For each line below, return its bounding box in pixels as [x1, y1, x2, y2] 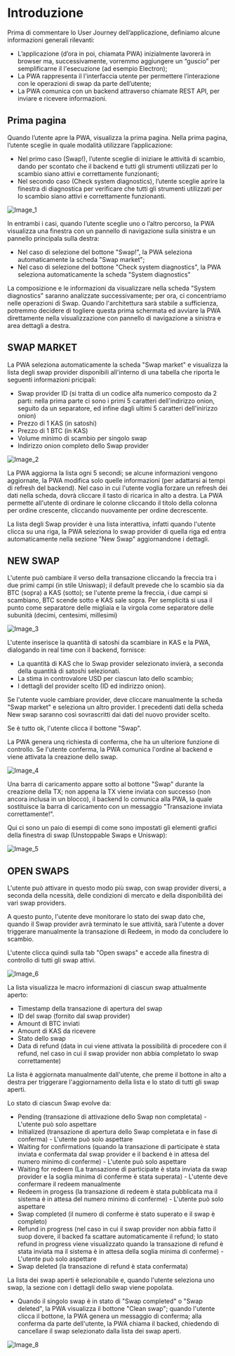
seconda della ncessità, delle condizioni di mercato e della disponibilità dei [7, 891, 223, 900]
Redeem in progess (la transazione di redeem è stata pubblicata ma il [17, 1188, 218, 1196]
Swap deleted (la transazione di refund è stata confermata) [17, 1262, 189, 1271]
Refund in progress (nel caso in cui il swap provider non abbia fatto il [17, 1225, 216, 1233]
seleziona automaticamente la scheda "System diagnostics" [17, 270, 191, 279]
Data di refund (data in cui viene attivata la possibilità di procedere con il [17, 1042, 227, 1050]
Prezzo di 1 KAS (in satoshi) [17, 419, 97, 427]
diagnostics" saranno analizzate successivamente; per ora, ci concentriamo [7, 291, 227, 300]
